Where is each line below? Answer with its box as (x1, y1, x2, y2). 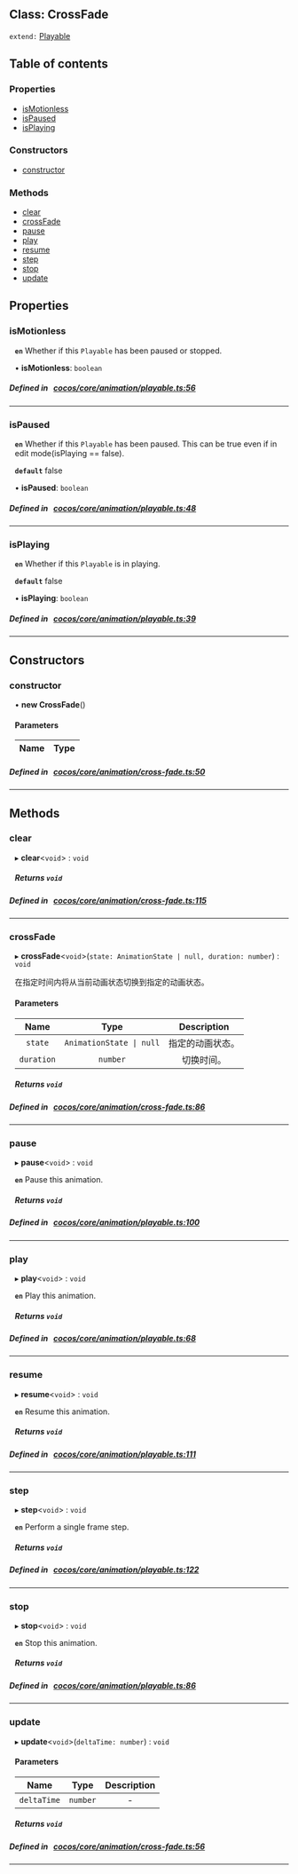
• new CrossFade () (14, 699, 86, 709)
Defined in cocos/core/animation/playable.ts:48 (9, 502, 197, 513)
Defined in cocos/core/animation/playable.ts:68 (9, 1332, 197, 1343)
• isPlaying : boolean (14, 593, 89, 604)
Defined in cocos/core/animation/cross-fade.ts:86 (9, 1101, 206, 1112)
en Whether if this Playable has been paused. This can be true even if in (14, 439, 278, 449)
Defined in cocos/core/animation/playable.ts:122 (9, 1564, 200, 1575)
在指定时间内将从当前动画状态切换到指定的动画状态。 (14, 977, 209, 988)
